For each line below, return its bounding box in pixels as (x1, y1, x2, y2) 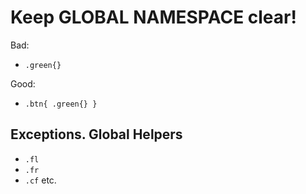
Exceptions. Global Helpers (10, 126, 183, 143)
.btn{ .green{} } (24, 99, 98, 109)
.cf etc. (24, 174, 57, 186)
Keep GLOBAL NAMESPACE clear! (10, 6, 297, 29)
